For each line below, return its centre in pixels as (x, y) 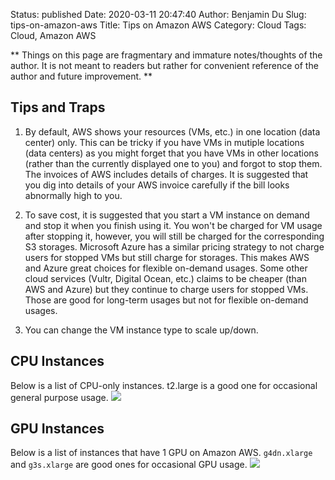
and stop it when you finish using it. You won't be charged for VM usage (173, 225)
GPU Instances (57, 429)
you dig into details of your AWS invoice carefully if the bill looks (157, 185)
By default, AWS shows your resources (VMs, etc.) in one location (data (172, 131)
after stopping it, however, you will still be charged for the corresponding (174, 236)
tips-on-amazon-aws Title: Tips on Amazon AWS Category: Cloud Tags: (158, 25)
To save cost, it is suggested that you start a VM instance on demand (167, 215)
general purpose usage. (59, 397)
